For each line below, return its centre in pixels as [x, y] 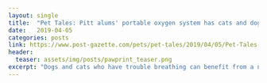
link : [17, 45]
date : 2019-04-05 [41, 30]
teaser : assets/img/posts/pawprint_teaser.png [94, 60]
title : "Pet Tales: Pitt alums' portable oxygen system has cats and [128, 23]
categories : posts [39, 38]
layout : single [33, 15]
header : [21, 52]
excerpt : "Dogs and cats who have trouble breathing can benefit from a [131, 67]
